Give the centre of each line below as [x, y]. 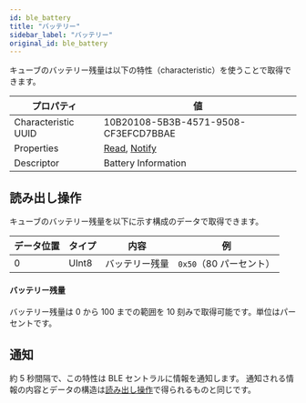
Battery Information [145, 163]
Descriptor [37, 163]
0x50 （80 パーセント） [226, 264]
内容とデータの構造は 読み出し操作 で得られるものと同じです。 [141, 390]
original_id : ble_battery [58, 43]
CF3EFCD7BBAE [139, 134]
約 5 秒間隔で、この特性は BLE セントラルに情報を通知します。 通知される [148, 378]
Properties [36, 148]
